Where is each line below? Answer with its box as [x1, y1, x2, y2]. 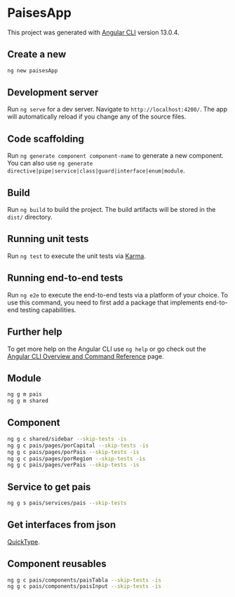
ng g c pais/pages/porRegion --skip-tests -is [7, 455, 146, 462]
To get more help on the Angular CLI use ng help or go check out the [7, 344, 206, 353]
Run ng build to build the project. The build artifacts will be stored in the [7, 206, 216, 214]
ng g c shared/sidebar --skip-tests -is [7, 435, 128, 443]
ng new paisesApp [7, 67, 58, 74]
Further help [7, 326, 63, 338]
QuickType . [7, 537, 41, 546]
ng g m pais [7, 391, 42, 398]
